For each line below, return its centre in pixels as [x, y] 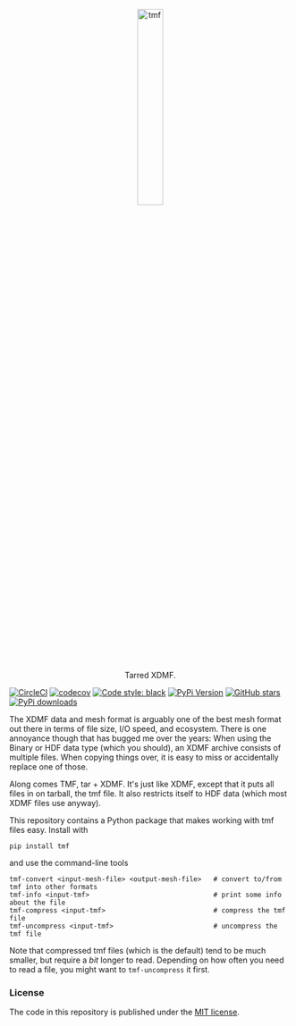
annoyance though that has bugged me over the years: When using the [140, 738]
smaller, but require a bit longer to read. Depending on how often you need [147, 960]
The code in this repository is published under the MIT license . [124, 1012]
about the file [38, 903]
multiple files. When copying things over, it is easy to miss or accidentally [144, 757]
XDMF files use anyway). [55, 803]
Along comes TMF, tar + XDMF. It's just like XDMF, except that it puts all [142, 784]
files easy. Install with [49, 830]
